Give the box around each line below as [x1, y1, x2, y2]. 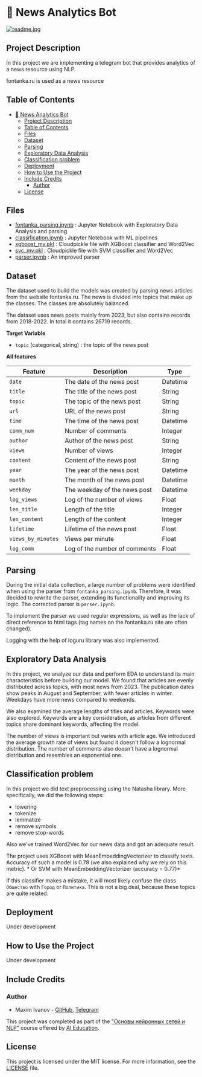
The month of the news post [64, 476, 145, 484]
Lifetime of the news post [64, 525, 137, 534]
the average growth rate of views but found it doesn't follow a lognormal [6, 739, 186, 746]
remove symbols [14, 822, 57, 830]
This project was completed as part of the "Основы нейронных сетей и [6, 1018, 186, 1025]
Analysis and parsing [14, 228, 68, 235]
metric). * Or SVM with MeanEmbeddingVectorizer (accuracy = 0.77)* [6, 865, 181, 872]
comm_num [9, 427, 34, 435]
